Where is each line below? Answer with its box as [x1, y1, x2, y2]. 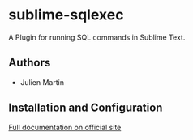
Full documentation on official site [8, 122, 122, 132]
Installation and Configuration [8, 101, 163, 115]
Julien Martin [19, 77, 65, 87]
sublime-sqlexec [8, 6, 124, 24]
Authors [8, 56, 51, 70]
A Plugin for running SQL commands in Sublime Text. [8, 32, 186, 42]
